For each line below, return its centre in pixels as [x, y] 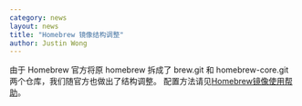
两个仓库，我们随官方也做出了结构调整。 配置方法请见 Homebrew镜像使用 [147, 82]
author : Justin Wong [49, 43]
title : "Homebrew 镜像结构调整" [67, 34]
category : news [38, 18]
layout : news [34, 26]
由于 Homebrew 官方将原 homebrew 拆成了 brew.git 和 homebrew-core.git [149, 70]
